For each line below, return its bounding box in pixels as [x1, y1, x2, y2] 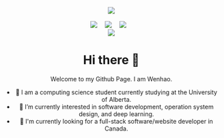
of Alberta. [101, 95, 132, 103]
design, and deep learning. [78, 109, 154, 118]
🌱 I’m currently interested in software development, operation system [19, 102, 214, 111]
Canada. [104, 124, 128, 133]
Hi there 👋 [83, 53, 140, 68]
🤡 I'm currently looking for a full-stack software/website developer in [19, 117, 214, 125]
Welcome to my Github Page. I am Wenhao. [50, 74, 173, 83]
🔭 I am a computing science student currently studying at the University [15, 88, 217, 96]
